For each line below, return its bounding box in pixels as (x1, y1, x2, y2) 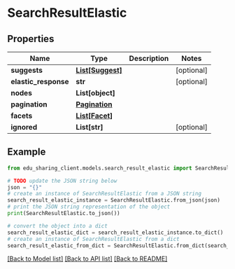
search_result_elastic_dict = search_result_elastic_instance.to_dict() (7, 229, 224, 236)
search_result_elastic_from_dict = (7, 242, 111, 249)
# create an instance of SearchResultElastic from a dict (7, 235, 180, 242)
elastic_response (10, 77, 69, 86)
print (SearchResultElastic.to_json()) (7, 210, 120, 217)
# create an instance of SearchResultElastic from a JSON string (7, 191, 201, 198)
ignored (10, 123, 37, 132)
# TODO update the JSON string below (7, 177, 117, 184)
